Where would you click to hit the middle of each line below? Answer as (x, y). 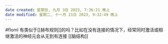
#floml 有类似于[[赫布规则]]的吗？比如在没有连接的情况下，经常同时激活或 (82, 30)
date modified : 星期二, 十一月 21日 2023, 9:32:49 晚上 (62, 15)
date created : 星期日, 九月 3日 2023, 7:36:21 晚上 (58, 10)
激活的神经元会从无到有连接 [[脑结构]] (49, 36)
